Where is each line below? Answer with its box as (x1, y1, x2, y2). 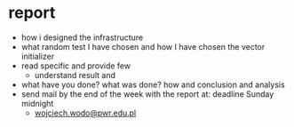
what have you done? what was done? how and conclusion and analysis (20, 79, 285, 90)
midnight (20, 98, 54, 108)
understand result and (34, 69, 116, 80)
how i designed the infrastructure (20, 32, 144, 43)
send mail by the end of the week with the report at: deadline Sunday (20, 88, 274, 99)
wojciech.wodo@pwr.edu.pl (34, 107, 137, 118)
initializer (20, 51, 55, 61)
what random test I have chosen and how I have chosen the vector (20, 41, 266, 52)
